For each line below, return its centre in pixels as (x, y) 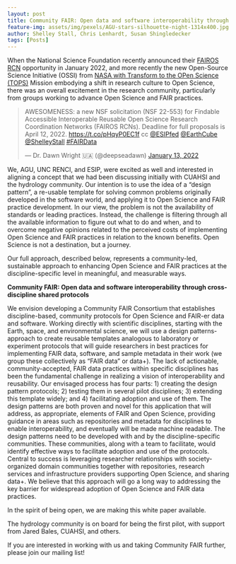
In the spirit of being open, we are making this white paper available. (107, 510)
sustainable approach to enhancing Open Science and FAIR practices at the (117, 266)
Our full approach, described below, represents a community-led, (102, 258)
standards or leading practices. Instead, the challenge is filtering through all (117, 215)
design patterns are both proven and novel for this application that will (109, 406)
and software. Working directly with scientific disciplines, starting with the (115, 323)
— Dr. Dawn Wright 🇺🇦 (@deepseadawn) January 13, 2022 (112, 156)
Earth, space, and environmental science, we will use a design (98, 331)
